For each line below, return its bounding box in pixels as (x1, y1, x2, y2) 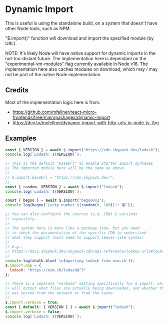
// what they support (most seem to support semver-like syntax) (5, 235, 144, 240)
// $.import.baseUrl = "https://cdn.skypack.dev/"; (5, 175, 115, 180)
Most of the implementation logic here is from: (5, 99, 100, 105)
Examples (5, 134, 36, 143)
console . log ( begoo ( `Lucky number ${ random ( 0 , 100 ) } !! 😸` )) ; (5, 203, 135, 208)
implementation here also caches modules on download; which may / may (5, 66, 158, 72)
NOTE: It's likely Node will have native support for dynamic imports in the (5, 50, 156, 56)
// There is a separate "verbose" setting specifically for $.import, (5, 281, 155, 286)
